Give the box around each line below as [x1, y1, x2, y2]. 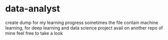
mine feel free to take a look [5, 30, 63, 36]
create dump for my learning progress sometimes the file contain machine [5, 19, 158, 25]
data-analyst [5, 3, 60, 14]
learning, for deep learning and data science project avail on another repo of [5, 24, 163, 30]
